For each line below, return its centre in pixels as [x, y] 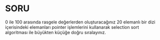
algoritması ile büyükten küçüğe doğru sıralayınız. [56, 32]
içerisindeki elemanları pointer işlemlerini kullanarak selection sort [72, 27]
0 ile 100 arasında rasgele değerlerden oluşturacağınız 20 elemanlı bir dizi [80, 22]
